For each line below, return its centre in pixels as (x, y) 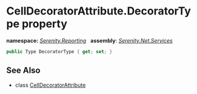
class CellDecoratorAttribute (50, 85)
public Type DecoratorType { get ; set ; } (59, 52)
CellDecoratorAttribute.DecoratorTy (98, 11)
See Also (23, 70)
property (45, 24)
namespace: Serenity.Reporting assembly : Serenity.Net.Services (89, 40)
